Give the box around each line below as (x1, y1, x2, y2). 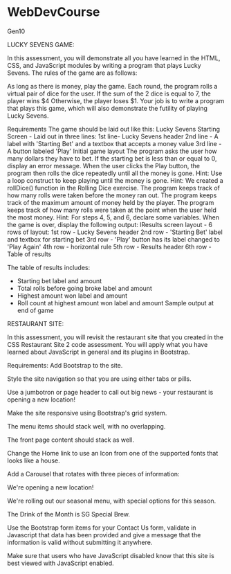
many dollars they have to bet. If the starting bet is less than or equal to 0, (7, 154, 217, 163)
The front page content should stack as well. (7, 436, 135, 444)
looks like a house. (7, 456, 60, 465)
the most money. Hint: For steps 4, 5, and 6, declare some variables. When (7, 213, 220, 222)
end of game (17, 306, 54, 314)
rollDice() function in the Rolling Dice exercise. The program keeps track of (7, 183, 220, 192)
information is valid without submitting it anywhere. (7, 538, 153, 546)
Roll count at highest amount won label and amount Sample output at (17, 298, 214, 307)
